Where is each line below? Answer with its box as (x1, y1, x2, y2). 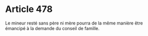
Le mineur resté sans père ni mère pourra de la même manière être (5, 20, 143, 26)
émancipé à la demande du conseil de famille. (5, 25, 100, 31)
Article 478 (5, 3, 53, 15)
